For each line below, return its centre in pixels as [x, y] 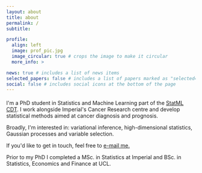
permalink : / [23, 23]
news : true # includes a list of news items [63, 73]
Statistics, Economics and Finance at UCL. [59, 164]
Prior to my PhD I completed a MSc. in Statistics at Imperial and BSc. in [94, 157]
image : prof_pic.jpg [37, 51]
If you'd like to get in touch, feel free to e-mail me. [68, 146]
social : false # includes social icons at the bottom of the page [91, 84]
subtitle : [19, 29]
